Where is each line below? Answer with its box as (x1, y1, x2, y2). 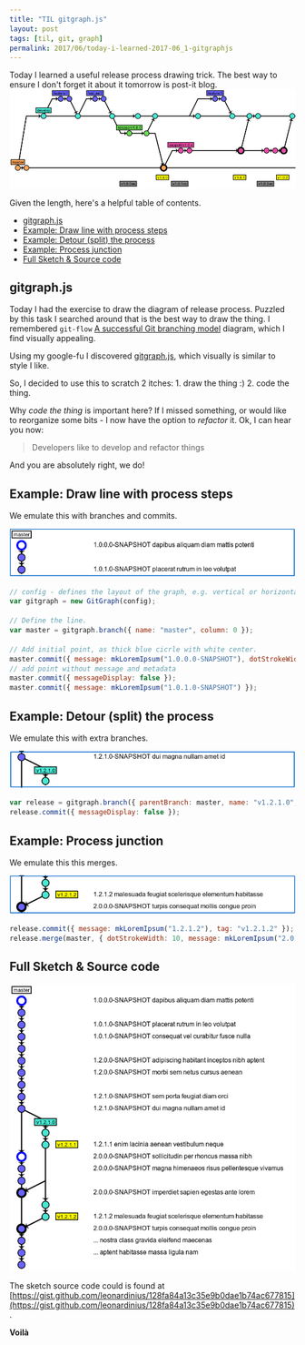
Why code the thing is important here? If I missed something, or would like (9, 405, 288, 416)
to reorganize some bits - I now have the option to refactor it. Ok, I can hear (9, 415, 292, 426)
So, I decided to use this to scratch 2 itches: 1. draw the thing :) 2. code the (9, 378, 290, 389)
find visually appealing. (9, 333, 96, 344)
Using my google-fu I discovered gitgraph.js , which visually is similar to (9, 350, 276, 361)
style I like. (9, 360, 50, 371)
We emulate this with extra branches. (9, 733, 149, 743)
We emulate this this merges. (9, 856, 118, 868)
